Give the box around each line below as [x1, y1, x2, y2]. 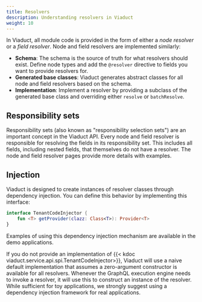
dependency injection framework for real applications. [6, 289, 141, 296]
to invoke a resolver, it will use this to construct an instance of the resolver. [6, 275, 192, 283]
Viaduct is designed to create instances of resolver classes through [6, 186, 174, 193]
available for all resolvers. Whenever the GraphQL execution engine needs [6, 269, 191, 277]
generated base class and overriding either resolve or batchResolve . [14, 93, 185, 100]
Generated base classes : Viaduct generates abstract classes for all [14, 74, 183, 81]
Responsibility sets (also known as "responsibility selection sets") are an [6, 127, 186, 134]
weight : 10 [6, 20, 34, 26]
